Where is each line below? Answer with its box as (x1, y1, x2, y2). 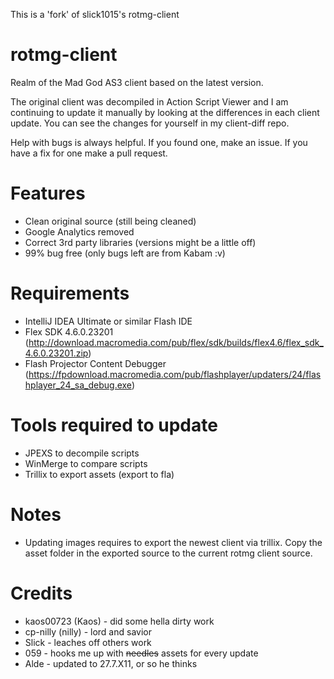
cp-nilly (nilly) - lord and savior (24, 625, 152, 638)
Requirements (10, 282, 130, 305)
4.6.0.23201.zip (24, 347, 89, 359)
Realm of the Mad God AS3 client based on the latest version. (10, 76, 264, 88)
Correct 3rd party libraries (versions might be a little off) (24, 236, 257, 248)
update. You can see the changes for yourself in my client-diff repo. (10, 117, 290, 129)
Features (10, 182, 86, 205)
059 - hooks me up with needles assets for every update (24, 647, 259, 659)
